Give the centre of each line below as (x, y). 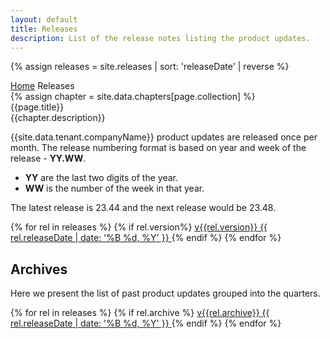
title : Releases (44, 29)
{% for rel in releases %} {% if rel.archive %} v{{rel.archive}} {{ (140, 313)
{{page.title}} (37, 107)
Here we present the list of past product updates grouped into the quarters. (165, 293)
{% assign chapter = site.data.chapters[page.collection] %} (133, 97)
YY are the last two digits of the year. (101, 178)
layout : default (44, 19)
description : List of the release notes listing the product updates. (160, 38)
